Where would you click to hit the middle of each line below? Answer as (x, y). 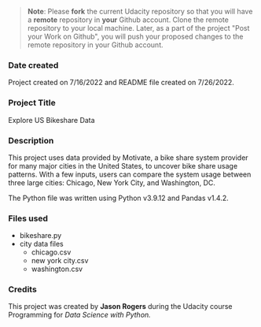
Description (31, 140)
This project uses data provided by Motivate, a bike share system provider (129, 158)
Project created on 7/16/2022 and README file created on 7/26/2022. (121, 83)
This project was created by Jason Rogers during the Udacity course (121, 307)
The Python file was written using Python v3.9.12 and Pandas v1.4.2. (119, 198)
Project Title (32, 103)
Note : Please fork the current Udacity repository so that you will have (140, 11)
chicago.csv (51, 252)
